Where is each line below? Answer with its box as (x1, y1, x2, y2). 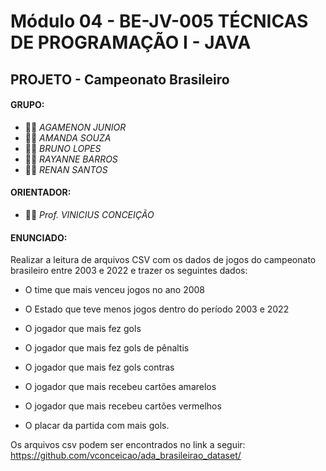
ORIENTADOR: (10, 186, 72, 199)
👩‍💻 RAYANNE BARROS (24, 153, 118, 165)
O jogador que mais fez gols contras (24, 361, 175, 374)
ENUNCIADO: (10, 231, 68, 244)
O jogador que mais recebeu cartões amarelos (24, 381, 217, 393)
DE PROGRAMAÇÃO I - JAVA (10, 31, 252, 54)
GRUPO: (10, 99, 45, 111)
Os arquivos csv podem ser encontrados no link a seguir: (10, 439, 246, 451)
